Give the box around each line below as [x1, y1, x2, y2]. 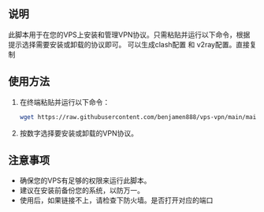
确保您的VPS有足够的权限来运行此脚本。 [19, 176, 151, 185]
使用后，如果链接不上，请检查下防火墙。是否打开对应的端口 [19, 195, 214, 205]
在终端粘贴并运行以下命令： [19, 97, 110, 106]
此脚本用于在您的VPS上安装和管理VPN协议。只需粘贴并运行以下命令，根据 [8, 30, 251, 39]
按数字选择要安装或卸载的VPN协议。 [19, 128, 138, 138]
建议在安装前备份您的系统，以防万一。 [19, 186, 144, 195]
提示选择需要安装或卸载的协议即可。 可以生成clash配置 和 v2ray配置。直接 [8, 39, 250, 49]
